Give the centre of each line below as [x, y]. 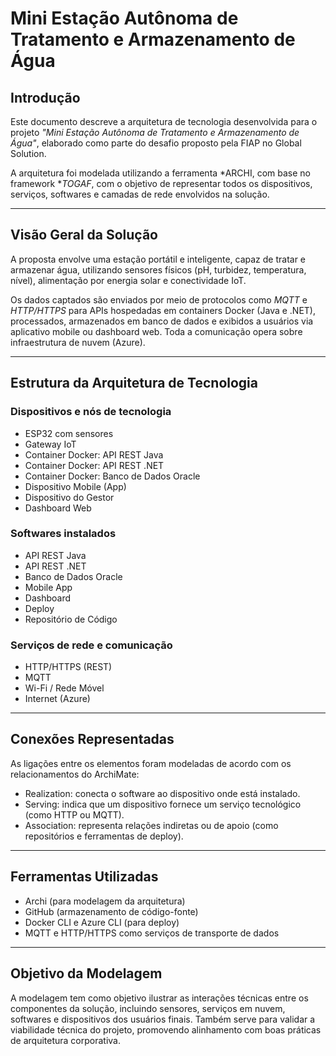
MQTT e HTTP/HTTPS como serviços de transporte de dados [152, 933]
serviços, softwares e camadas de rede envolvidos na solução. [140, 194]
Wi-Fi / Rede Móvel [64, 688]
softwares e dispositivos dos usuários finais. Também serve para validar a [163, 1019]
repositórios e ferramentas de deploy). [104, 836]
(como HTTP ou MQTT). [74, 814]
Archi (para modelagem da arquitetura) [105, 901]
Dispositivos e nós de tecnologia [91, 412]
